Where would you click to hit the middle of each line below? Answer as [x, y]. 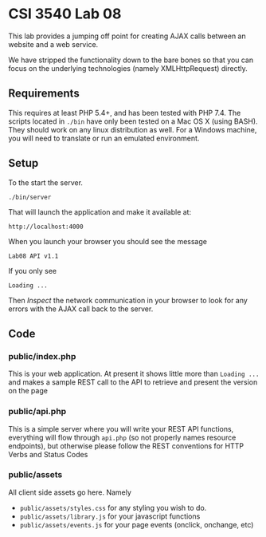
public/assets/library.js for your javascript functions [110, 516]
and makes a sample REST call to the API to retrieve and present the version [133, 382]
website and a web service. [53, 44]
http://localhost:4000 [46, 227]
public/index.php [42, 356]
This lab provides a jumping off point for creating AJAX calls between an [127, 36]
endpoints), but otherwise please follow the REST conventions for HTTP [126, 446]
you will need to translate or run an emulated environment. [104, 138]
